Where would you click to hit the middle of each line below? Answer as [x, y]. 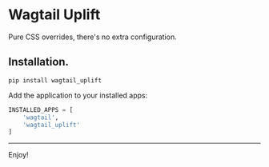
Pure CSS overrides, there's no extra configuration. [93, 37]
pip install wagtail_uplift [55, 80]
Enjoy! [19, 155]
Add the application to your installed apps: [78, 95]
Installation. [39, 62]
